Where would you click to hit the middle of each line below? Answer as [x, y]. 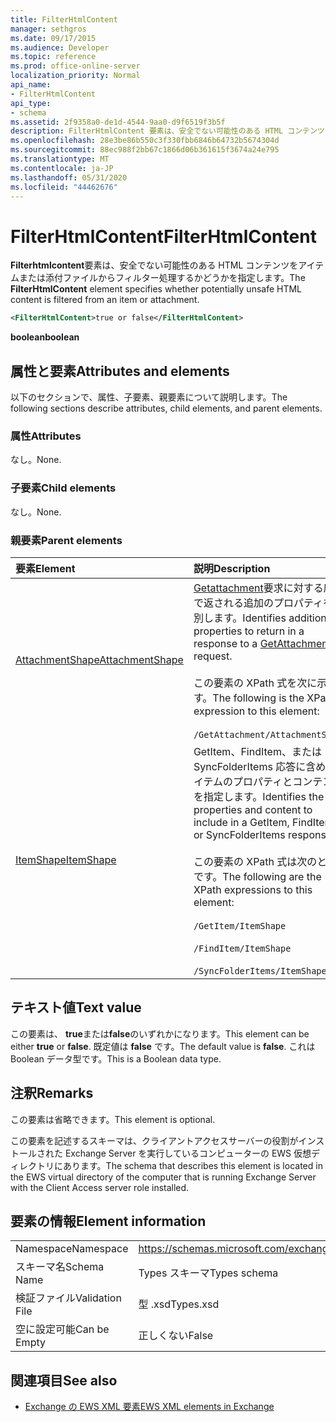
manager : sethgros [48, 29]
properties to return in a [249, 631]
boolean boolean [45, 337]
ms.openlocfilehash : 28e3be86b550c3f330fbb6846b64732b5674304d [145, 141]
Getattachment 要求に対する [258, 588]
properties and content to [253, 809]
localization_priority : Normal [75, 76]
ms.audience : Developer [60, 47]
